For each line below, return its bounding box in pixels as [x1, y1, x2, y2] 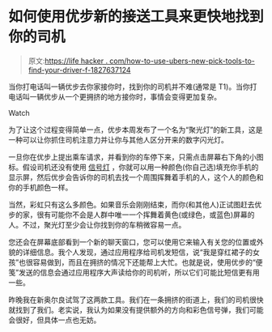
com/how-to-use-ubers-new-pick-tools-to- [108, 56, 255, 66]
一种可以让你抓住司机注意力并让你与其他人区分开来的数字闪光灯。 [8, 134, 228, 144]
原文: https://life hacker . [28, 56, 108, 66]
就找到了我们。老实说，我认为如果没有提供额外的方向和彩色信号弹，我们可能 [8, 304, 264, 314]
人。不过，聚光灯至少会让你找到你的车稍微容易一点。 [8, 219, 186, 229]
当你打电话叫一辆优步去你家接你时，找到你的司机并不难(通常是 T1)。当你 [8, 82, 250, 92]
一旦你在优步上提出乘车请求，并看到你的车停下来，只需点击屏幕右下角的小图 [8, 151, 264, 162]
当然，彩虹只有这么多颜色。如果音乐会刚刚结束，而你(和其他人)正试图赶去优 [8, 199, 262, 209]
